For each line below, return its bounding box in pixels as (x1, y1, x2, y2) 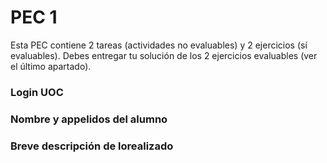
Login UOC (10, 85, 64, 99)
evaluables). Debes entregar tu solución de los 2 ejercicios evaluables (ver (10, 49, 318, 61)
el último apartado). (10, 60, 92, 72)
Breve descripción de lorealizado (10, 139, 174, 153)
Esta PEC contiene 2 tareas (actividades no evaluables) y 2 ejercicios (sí (10, 39, 308, 51)
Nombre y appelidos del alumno (10, 112, 168, 126)
